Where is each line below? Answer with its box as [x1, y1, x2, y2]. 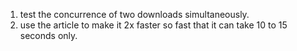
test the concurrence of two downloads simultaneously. [19, 9, 250, 20]
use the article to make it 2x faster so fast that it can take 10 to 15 [19, 19, 288, 31]
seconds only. [19, 30, 78, 41]
